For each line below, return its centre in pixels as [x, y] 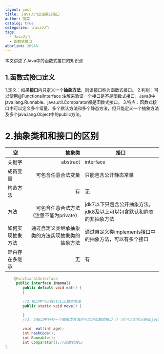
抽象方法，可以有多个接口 [119, 239]
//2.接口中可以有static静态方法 [52, 301]
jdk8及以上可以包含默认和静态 [119, 212]
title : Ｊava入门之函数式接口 [32, 14]
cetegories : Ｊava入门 [27, 28]
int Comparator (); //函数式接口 [52, 342]
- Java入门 [20, 37]
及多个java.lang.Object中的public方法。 [44, 114]
